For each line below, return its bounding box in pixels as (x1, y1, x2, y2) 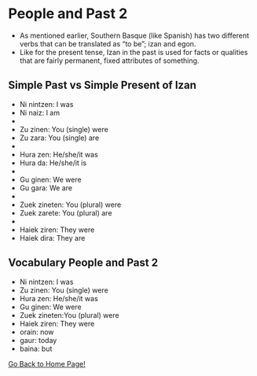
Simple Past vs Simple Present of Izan (8, 79, 196, 92)
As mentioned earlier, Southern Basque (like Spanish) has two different (19, 31, 250, 40)
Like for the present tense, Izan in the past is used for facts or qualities (19, 47, 248, 57)
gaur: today (19, 335, 57, 345)
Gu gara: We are (19, 182, 73, 193)
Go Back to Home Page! (8, 359, 86, 368)
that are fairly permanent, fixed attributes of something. (19, 56, 200, 65)
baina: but (19, 344, 53, 353)
